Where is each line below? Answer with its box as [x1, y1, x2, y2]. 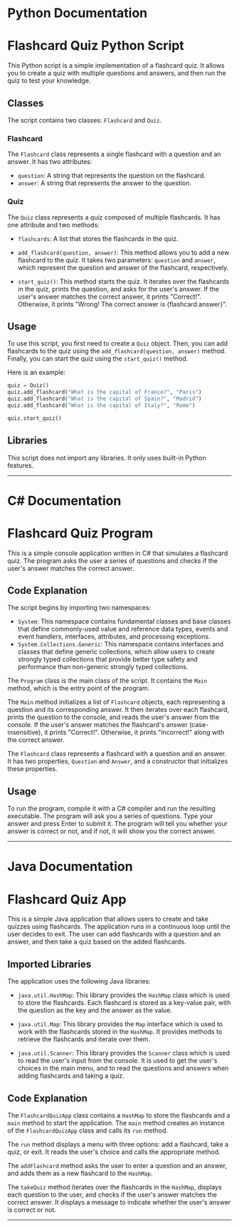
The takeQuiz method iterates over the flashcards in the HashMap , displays [7, 1183, 222, 1192]
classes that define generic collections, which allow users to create [17, 647, 215, 656]
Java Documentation [7, 859, 133, 874]
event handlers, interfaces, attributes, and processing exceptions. [17, 632, 211, 641]
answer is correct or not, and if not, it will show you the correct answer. [7, 827, 216, 835]
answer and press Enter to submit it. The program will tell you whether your [7, 820, 228, 828]
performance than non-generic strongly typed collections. [17, 663, 188, 671]
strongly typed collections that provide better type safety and [17, 655, 198, 664]
